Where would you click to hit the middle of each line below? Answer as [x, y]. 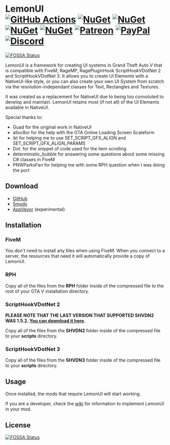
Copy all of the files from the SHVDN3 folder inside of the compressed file [83, 360]
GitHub [20, 198]
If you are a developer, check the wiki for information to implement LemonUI [85, 404]
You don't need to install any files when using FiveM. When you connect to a [85, 251]
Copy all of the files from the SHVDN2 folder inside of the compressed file [83, 331]
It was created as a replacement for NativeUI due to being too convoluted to [84, 97]
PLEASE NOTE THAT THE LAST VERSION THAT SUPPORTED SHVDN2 [80, 315]
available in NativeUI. [27, 107]
